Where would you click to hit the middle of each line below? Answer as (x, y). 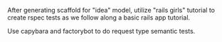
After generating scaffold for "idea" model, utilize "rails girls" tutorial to (111, 10)
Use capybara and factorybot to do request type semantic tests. (101, 31)
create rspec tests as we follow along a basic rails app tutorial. (99, 17)
